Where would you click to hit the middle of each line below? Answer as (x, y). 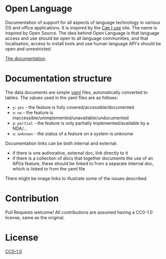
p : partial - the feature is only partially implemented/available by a (81, 123)
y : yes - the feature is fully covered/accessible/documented (73, 107)
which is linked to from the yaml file (49, 169)
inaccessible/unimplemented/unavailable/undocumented (71, 118)
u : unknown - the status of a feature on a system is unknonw (73, 133)
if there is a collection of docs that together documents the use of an (83, 158)
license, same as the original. (35, 217)
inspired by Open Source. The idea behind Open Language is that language (83, 33)
